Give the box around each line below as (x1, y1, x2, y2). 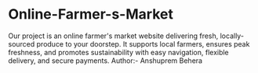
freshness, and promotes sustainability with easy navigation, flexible (8, 47, 229, 57)
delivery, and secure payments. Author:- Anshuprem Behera (8, 56, 202, 65)
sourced (8, 39, 35, 48)
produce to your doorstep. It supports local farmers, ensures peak (36, 39, 250, 48)
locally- (220, 31, 245, 40)
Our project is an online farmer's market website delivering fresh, (8, 31, 219, 40)
